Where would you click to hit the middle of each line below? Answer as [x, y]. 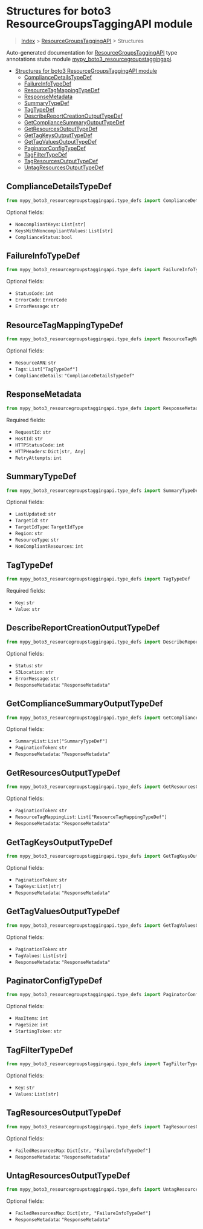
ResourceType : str [37, 540]
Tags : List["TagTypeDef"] [47, 369]
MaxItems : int [31, 1018]
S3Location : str [34, 672]
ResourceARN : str [36, 362]
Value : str [27, 609]
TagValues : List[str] [41, 955]
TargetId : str [31, 520]
